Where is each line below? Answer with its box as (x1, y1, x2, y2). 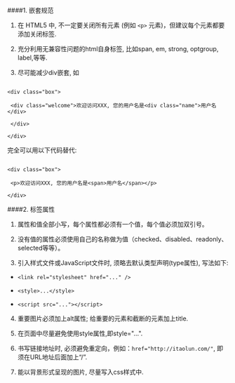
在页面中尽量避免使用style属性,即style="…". (17, 329, 143, 337)
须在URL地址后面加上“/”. (17, 353, 88, 361)
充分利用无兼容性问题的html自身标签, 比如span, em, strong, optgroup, (17, 45, 219, 53)
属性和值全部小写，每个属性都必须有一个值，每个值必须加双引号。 (17, 220, 208, 228)
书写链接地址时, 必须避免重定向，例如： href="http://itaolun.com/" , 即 (17, 344, 223, 352)
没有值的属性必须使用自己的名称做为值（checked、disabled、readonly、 (17, 235, 228, 243)
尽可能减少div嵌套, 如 (17, 69, 79, 76)
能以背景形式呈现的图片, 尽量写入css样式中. (17, 368, 144, 376)
